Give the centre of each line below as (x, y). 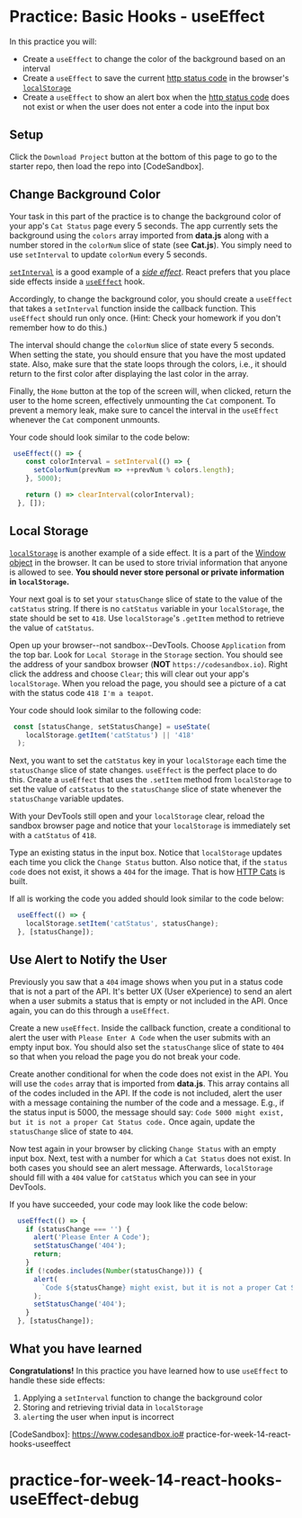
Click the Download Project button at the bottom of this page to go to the (143, 156)
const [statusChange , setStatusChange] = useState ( (112, 727)
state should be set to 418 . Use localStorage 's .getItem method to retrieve (147, 618)
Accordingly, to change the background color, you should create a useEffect (151, 299)
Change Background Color (85, 195)
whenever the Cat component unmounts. (84, 419)
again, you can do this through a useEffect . (89, 1010)
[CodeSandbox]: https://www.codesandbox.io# (97, 1434)
